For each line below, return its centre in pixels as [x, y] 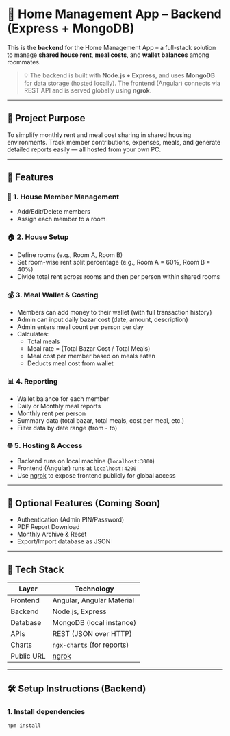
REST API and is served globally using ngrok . [88, 90]
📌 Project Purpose [46, 118]
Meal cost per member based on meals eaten [91, 356]
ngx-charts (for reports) [91, 645]
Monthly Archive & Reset [52, 535]
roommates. [24, 62]
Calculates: [33, 334]
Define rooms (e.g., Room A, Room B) [70, 255]
